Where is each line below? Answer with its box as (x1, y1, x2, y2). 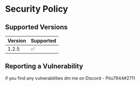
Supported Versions (5, 23, 68, 31)
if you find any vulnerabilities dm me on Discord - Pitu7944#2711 (5, 75, 136, 81)
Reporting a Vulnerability (5, 62, 83, 70)
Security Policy (5, 3, 69, 15)
